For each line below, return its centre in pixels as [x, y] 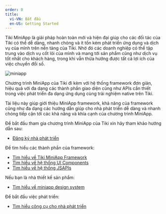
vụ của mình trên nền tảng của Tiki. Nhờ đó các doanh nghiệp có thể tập [79, 48]
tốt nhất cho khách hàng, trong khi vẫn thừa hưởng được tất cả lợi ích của [80, 59]
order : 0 [14, 10]
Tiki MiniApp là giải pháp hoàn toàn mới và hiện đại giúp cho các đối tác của [83, 38]
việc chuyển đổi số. [25, 64]
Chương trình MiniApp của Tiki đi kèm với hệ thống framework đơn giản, [79, 83]
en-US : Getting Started [34, 24]
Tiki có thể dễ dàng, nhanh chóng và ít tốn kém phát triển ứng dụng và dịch [82, 43]
